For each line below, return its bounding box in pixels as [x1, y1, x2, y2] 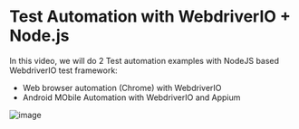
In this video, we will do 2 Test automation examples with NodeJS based [9, 55, 279, 66]
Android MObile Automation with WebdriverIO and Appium [22, 92, 241, 103]
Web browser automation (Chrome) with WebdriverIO [22, 82, 222, 93]
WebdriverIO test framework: [9, 65, 118, 76]
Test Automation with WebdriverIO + [9, 6, 292, 27]
